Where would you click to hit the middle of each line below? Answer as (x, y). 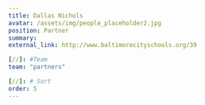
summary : (23, 38)
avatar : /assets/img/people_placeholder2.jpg (85, 23)
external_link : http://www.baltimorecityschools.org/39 (102, 45)
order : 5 (23, 88)
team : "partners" (37, 67)
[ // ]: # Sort (30, 81)
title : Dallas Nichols (46, 16)
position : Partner (39, 30)
